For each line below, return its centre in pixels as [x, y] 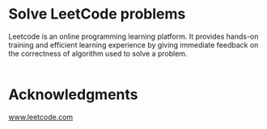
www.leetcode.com [41, 117]
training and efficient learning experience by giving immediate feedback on [133, 44]
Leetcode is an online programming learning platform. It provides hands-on [133, 36]
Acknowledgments [74, 95]
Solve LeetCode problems [97, 14]
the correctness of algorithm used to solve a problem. [98, 53]
